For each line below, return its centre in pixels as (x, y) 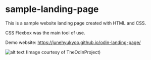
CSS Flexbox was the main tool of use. (45, 32)
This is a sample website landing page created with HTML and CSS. (76, 23)
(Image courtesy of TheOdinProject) (63, 52)
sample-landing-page (52, 9)
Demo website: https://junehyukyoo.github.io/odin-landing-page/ (73, 42)
